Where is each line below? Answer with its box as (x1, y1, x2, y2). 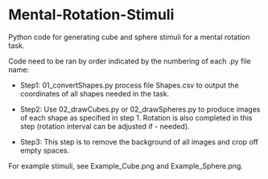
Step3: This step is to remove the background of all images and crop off (19, 136, 259, 146)
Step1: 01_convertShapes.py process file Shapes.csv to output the (19, 80, 239, 90)
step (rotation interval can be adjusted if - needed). (19, 121, 191, 131)
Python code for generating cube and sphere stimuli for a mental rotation (8, 32, 251, 42)
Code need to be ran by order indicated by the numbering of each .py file (8, 56, 251, 66)
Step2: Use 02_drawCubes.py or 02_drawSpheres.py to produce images (19, 104, 261, 114)
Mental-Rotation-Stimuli (8, 6, 175, 24)
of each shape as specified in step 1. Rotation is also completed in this (19, 112, 253, 122)
